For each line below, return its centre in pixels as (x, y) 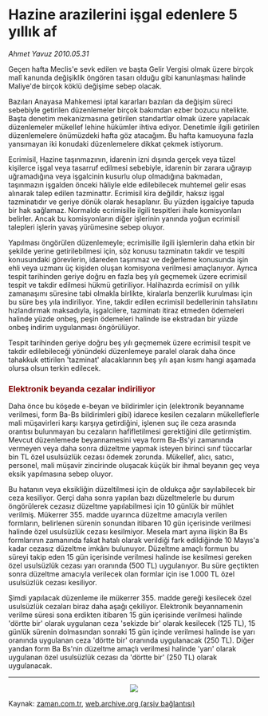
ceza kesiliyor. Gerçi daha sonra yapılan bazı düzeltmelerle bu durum (122, 498)
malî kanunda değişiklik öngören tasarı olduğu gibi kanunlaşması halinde (127, 77)
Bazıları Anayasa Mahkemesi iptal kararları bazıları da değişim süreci (120, 101)
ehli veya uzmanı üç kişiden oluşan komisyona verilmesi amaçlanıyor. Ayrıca (133, 268)
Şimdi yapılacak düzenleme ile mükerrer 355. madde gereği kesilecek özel (130, 598)
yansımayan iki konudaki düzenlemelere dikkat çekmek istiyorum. (116, 144)
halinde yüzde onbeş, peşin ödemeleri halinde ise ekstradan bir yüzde (123, 319)
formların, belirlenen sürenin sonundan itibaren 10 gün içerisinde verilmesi (130, 523)
